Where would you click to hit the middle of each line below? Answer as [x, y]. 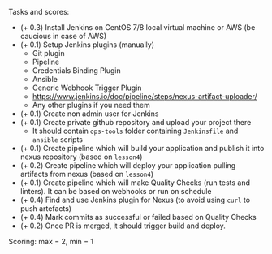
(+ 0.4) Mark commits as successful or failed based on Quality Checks [138, 217]
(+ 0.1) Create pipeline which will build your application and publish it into [142, 148]
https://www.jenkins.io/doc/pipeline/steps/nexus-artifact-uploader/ [145, 96]
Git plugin [48, 53]
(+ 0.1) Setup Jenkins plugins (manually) [87, 45]
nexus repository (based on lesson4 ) [81, 157]
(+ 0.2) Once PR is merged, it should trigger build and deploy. [123, 226]
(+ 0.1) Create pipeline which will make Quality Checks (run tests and [135, 183]
